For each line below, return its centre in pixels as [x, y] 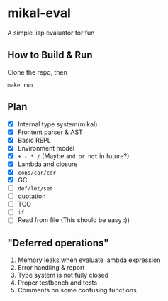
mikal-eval [39, 13]
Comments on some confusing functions [77, 290]
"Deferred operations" [58, 243]
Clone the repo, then [37, 72]
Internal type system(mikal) [57, 124]
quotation [32, 196]
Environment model [46, 148]
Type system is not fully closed [63, 275]
